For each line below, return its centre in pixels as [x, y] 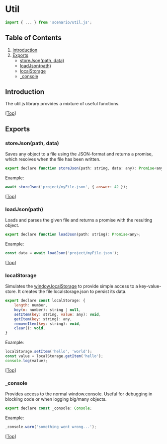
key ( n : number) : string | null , [47, 310]
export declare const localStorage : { [45, 301]
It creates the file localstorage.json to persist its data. [72, 292]
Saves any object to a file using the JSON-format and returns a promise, [79, 154]
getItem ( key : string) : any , [43, 319]
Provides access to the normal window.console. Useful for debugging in [79, 394]
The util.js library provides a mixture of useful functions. [62, 104]
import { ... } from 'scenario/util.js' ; [49, 22]
